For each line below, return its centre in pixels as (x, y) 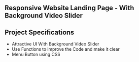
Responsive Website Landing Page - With (69, 8)
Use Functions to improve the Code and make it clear (66, 49)
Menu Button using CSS (36, 54)
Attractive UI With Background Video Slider (55, 44)
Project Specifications (39, 32)
